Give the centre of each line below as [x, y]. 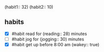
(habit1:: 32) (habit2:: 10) [29, 7]
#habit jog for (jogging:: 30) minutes [48, 39]
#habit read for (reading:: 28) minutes [49, 34]
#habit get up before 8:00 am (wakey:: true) [55, 44]
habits [14, 22]
